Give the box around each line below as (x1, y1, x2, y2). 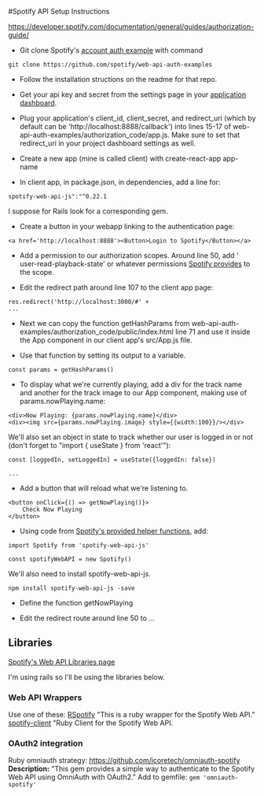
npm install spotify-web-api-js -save (8, 584, 135, 592)
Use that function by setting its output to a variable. (19, 350, 186, 360)
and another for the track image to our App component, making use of (19, 388, 247, 397)
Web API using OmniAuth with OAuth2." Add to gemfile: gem (8, 772, 200, 782)
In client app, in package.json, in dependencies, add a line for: (19, 177, 222, 187)
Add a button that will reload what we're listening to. (19, 483, 189, 493)
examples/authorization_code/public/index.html (19, 327, 174, 336)
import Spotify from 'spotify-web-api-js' (8, 542, 149, 550)
